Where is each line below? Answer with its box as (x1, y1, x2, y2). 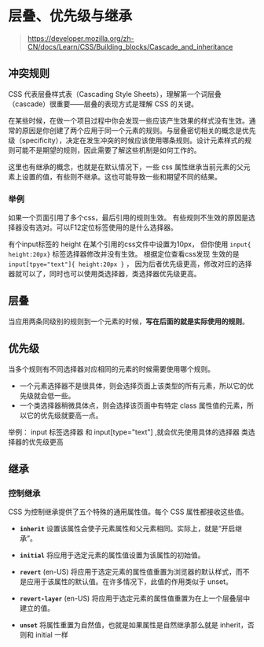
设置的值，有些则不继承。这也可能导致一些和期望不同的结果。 (21, 172, 222, 181)
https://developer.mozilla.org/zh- (27, 33, 135, 43)
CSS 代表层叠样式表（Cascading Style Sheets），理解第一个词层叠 (8, 89, 222, 98)
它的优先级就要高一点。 (26, 410, 103, 420)
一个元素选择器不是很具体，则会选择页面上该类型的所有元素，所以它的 (19, 381, 247, 390)
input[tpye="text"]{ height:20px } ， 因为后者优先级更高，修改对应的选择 (8, 259, 253, 268)
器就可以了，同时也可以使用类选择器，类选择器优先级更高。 (8, 269, 201, 279)
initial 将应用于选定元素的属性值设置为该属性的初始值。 (19, 550, 205, 560)
